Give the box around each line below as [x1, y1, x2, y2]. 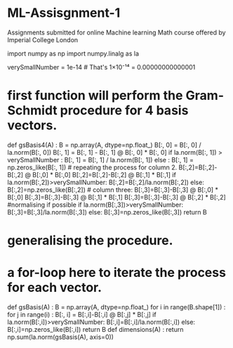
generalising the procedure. [7, 233, 173, 249]
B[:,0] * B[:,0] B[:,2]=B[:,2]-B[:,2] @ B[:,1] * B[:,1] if [32, 170, 177, 179]
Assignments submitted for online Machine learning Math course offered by [7, 28, 226, 37]
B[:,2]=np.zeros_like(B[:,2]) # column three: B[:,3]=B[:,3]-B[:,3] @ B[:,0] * [7, 185, 219, 194]
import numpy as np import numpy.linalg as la [7, 49, 139, 58]
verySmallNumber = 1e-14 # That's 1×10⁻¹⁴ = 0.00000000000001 [7, 63, 196, 71]
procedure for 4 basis [60, 103, 189, 119]
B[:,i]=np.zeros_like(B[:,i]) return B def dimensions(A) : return [7, 326, 184, 333]
